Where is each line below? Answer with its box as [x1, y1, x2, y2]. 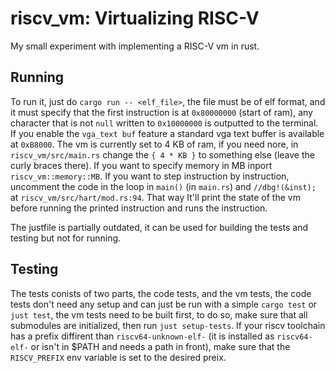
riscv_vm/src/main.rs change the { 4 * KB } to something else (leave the [10, 148, 315, 161]
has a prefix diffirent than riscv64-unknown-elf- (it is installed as [10, 330, 275, 342]
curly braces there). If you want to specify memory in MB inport [10, 159, 273, 171]
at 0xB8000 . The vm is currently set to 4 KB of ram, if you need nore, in [10, 138, 299, 150]
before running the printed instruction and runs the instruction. [10, 202, 268, 214]
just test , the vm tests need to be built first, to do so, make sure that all [10, 308, 308, 321]
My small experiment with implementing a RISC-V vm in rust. [10, 40, 260, 52]
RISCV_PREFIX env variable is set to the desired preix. [10, 351, 227, 363]
